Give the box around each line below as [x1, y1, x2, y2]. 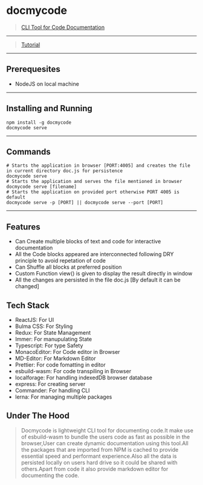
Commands [6, 146, 51, 157]
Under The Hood [6, 411, 69, 421]
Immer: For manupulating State [14, 336, 92, 342]
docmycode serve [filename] [6, 184, 77, 190]
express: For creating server [14, 381, 86, 387]
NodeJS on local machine [14, 80, 80, 88]
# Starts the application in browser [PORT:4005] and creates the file [6, 162, 190, 169]
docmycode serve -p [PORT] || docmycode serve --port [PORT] [6, 200, 164, 206]
